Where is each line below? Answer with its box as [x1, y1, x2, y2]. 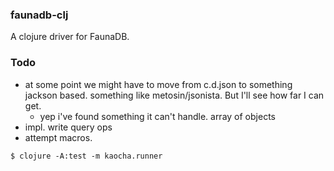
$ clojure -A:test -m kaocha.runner [10, 151, 163, 161]
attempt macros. [24, 131, 93, 143]
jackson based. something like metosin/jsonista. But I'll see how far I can [24, 89, 325, 101]
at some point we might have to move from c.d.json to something [24, 78, 293, 90]
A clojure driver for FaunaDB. [10, 31, 130, 43]
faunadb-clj [10, 8, 69, 22]
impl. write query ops [24, 121, 113, 133]
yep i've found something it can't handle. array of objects [39, 110, 276, 122]
